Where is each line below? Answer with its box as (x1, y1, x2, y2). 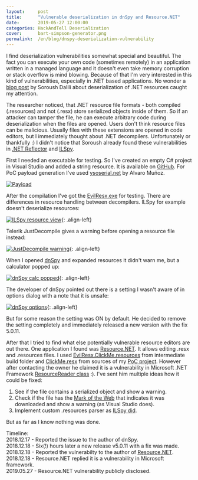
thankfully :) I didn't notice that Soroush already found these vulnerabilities (6, 139, 187, 146)
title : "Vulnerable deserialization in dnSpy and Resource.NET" (6, 14, 181, 20)
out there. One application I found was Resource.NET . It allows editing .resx (6, 345, 190, 352)
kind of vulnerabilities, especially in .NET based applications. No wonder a (6, 77, 186, 84)
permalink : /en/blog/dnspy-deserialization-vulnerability (6, 36, 154, 42)
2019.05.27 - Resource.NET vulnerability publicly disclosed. (6, 468, 151, 474)
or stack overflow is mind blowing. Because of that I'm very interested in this (6, 71, 192, 78)
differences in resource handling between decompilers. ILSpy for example (6, 198, 186, 205)
